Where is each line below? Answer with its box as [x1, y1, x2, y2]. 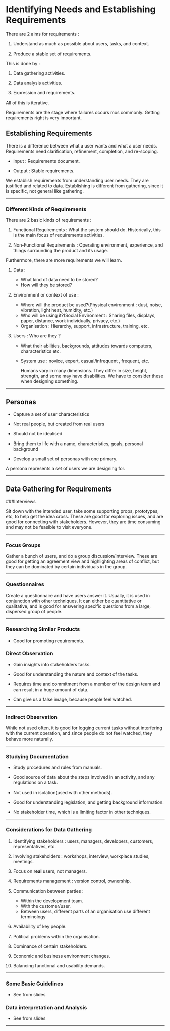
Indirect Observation [6, 713, 58, 720]
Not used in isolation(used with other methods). [13, 790, 112, 796]
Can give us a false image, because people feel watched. [13, 696, 133, 702]
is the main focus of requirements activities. [13, 232, 104, 238]
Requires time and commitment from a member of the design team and [13, 681, 161, 687]
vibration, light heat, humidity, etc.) [20, 307, 93, 313]
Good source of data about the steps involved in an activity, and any [13, 774, 155, 780]
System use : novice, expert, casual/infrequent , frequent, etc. [20, 358, 150, 364]
